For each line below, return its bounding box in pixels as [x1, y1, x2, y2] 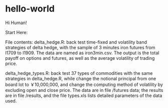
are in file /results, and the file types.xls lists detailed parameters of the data [5, 92, 162, 98]
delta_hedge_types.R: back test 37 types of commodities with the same [5, 70, 153, 76]
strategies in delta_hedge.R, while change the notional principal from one [5, 75, 156, 81]
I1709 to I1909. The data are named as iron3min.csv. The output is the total [5, 50, 159, 56]
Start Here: [5, 29, 28, 35]
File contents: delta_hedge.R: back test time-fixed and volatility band [5, 39, 147, 45]
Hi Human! [5, 20, 27, 26]
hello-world [5, 3, 55, 15]
